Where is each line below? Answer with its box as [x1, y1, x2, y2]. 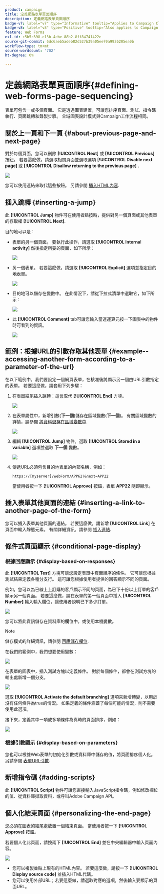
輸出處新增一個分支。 [5, 675, 48, 680]
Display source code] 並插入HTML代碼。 [12, 871, 96, 877]
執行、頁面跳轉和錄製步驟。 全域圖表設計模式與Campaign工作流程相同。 [5, 113, 151, 119]
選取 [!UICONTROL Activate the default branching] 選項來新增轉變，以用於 [5, 694, 158, 700]
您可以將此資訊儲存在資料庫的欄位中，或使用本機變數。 [5, 618, 116, 625]
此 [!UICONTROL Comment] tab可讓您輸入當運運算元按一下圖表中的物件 [12, 316, 159, 322]
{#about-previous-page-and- [64, 129, 156, 137]
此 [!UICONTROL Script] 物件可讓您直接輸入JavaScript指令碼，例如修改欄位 [5, 787, 158, 793]
